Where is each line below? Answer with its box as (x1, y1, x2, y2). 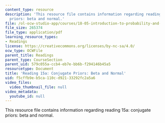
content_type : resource (5, 7, 54, 12)
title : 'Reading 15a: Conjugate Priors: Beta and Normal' (5, 71, 126, 76)
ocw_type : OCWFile (5, 48, 43, 53)
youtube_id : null (9, 94, 45, 98)
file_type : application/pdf (5, 30, 63, 35)
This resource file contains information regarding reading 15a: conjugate (5, 107, 151, 113)
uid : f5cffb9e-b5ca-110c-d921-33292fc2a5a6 (5, 75, 96, 80)
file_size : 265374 (5, 25, 43, 30)
